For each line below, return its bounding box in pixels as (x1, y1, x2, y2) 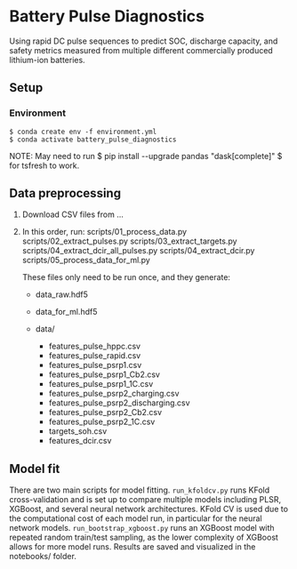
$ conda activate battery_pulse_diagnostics (9, 135, 177, 144)
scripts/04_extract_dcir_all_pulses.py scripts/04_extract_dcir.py (21, 245, 255, 256)
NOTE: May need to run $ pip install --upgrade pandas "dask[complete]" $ (9, 150, 283, 161)
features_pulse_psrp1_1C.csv (48, 379, 154, 389)
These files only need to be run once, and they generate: (21, 272, 231, 283)
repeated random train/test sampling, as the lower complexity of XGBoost (9, 532, 278, 543)
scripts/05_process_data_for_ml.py (21, 255, 151, 266)
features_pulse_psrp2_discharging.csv (48, 397, 190, 408)
